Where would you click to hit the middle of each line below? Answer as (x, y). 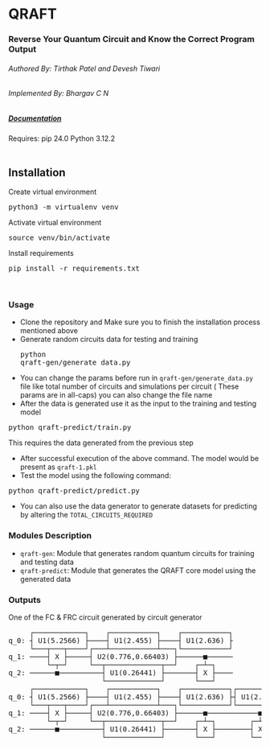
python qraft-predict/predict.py (74, 491)
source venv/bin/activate (59, 238)
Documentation (35, 118)
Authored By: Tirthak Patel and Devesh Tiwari (84, 68)
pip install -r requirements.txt (74, 269)
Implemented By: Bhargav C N (59, 93)
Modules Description (50, 536)
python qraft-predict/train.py (70, 428)
